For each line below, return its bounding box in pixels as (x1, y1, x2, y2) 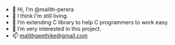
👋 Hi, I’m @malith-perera (12, 6, 74, 13)
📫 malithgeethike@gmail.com (12, 32, 88, 39)
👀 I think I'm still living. (12, 12, 68, 19)
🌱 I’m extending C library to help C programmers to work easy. (12, 19, 170, 26)
